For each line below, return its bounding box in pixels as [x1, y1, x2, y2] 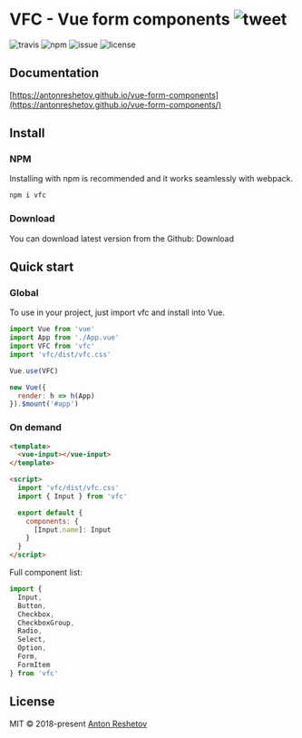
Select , [17, 635, 47, 645]
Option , [17, 644, 47, 653]
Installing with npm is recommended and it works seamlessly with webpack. [9, 173, 294, 184]
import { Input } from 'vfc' [17, 491, 128, 501]
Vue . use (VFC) [9, 366, 59, 376]
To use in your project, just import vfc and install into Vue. [9, 307, 225, 318]
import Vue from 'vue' [9, 325, 95, 334]
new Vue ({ [9, 382, 47, 392]
